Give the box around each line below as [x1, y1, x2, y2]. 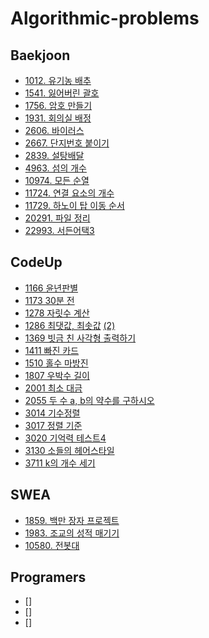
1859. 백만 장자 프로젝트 [24, 514, 120, 526]
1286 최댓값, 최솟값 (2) [24, 319, 116, 331]
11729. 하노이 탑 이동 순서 [24, 200, 125, 211]
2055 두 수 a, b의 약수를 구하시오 [24, 394, 155, 406]
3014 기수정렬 [24, 407, 81, 419]
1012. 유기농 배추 [24, 75, 92, 86]
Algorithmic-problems [10, 7, 200, 30]
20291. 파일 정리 [24, 212, 91, 224]
